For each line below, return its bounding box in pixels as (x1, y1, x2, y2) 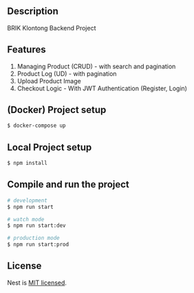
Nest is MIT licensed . (7, 279, 67, 287)
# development (7, 196, 48, 204)
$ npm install (7, 160, 48, 167)
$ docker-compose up (7, 122, 67, 130)
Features (7, 44, 46, 56)
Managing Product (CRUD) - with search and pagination (17, 62, 176, 70)
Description (7, 6, 58, 17)
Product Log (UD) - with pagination (17, 69, 117, 78)
